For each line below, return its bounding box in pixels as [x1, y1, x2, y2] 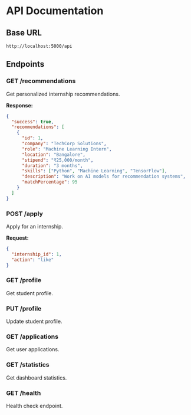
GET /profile [6, 276, 42, 285]
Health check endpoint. [6, 402, 63, 409]
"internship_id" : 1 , [11, 251, 62, 257]
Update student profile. [6, 318, 62, 325]
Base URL [6, 28, 42, 38]
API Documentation [6, 4, 104, 18]
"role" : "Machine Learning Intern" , [21, 146, 112, 152]
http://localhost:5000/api [6, 43, 73, 49]
